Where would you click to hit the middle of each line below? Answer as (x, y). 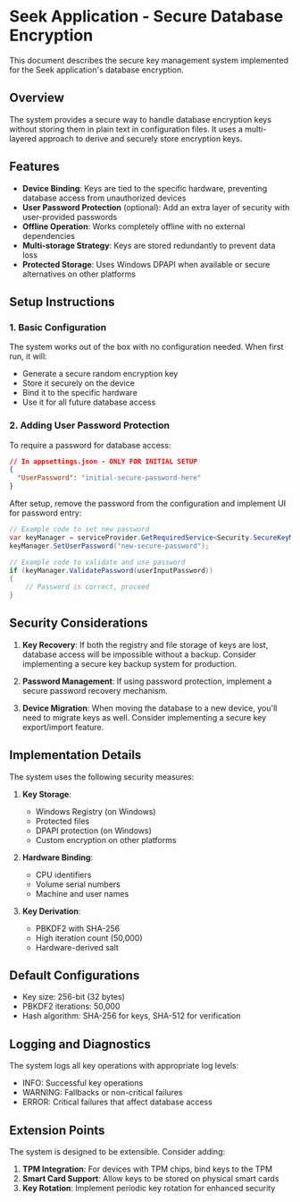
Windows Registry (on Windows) (96, 811)
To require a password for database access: (90, 445)
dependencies (49, 235)
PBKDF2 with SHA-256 (78, 928)
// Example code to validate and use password (97, 562)
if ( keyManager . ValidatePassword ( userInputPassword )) (112, 570)
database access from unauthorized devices (104, 198)
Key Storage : (46, 794)
